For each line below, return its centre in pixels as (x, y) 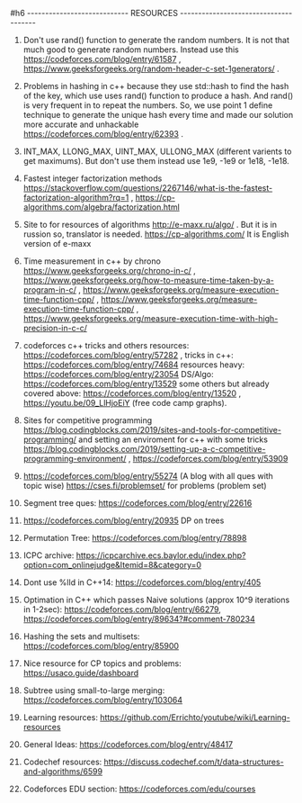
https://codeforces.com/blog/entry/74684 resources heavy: (134, 365)
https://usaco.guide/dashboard (80, 673)
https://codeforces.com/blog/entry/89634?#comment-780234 (139, 619)
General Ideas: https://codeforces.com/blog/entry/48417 (128, 744)
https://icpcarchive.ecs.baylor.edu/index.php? (161, 555)
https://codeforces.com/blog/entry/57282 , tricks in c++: (128, 355)
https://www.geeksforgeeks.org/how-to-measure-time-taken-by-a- (149, 280)
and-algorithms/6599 (62, 771)
